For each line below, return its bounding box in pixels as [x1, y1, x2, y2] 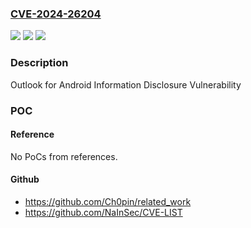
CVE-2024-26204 [10, 7, 102, 21]
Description [10, 56, 69, 70]
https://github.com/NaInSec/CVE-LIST [24, 206, 183, 218]
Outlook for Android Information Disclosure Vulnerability [10, 78, 242, 91]
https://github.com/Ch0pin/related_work [24, 195, 192, 207]
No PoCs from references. [10, 150, 118, 162]
